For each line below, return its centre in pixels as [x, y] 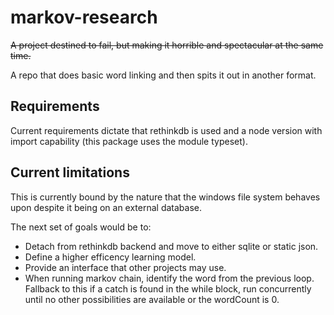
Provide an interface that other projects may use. [125, 267]
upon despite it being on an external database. [106, 207]
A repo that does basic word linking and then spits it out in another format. [163, 75]
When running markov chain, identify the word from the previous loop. [169, 278]
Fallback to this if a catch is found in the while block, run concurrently [168, 288]
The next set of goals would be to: [81, 227]
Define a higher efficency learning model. [110, 257]
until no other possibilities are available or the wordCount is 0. [152, 299]
